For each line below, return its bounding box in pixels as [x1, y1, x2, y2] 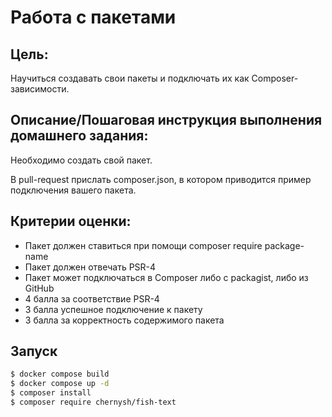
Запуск [10, 343, 58, 360]
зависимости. [10, 83, 70, 95]
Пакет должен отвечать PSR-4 [24, 261, 157, 273]
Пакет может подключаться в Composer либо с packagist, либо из [24, 271, 309, 283]
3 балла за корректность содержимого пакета [24, 314, 225, 326]
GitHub [24, 282, 55, 294]
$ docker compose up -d [10, 379, 110, 389]
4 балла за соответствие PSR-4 [24, 292, 160, 305]
